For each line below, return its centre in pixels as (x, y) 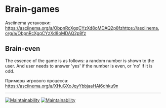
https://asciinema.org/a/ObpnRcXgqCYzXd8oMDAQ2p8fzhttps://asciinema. (82, 28)
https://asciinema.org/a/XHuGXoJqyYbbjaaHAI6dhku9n (62, 86)
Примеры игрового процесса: (37, 80)
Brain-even (23, 49)
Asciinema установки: (28, 23)
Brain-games (32, 9)
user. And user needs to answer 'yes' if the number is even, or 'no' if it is (79, 66)
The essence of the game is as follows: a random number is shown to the (80, 61)
